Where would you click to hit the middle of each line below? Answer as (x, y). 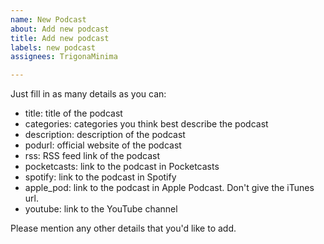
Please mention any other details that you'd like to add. (123, 228)
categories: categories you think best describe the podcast (146, 124)
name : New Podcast (48, 19)
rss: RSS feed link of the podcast (92, 156)
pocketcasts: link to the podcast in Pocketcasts (122, 167)
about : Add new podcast (60, 29)
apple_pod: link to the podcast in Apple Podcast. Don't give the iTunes (169, 188)
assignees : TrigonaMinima (64, 57)
